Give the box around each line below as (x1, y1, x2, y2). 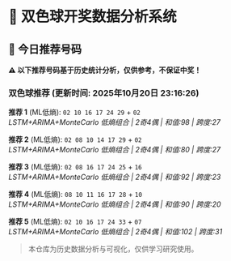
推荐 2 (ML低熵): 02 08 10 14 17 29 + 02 (8, 135, 142, 144)
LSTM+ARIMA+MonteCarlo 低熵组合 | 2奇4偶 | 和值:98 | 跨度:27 (8, 118, 220, 127)
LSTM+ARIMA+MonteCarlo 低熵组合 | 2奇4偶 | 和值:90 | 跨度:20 (8, 199, 221, 209)
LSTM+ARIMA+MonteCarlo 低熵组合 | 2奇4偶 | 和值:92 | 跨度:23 (8, 172, 221, 182)
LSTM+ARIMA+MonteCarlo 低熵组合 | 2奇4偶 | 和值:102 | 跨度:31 (8, 227, 223, 237)
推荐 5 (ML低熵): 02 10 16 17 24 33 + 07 (8, 216, 142, 227)
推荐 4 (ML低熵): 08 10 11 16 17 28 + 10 (8, 190, 143, 199)
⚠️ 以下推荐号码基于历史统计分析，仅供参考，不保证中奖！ (8, 66, 202, 75)
